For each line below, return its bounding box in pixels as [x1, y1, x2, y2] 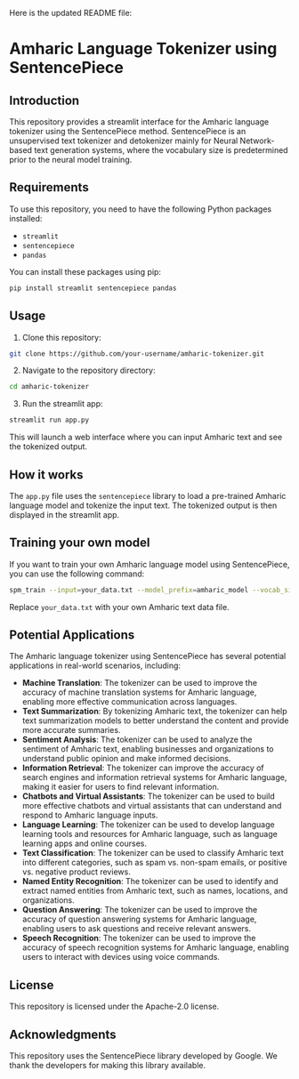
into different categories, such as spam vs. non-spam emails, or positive [21, 858, 287, 868]
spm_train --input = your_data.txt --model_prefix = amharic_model [9, 585, 249, 594]
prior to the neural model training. [9, 155, 133, 165]
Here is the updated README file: [9, 8, 133, 18]
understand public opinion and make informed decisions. [21, 753, 231, 764]
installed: [9, 213, 43, 223]
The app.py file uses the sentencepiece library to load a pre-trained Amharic [9, 490, 287, 501]
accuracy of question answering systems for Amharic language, [21, 914, 257, 924]
